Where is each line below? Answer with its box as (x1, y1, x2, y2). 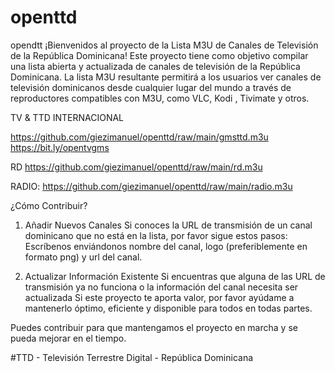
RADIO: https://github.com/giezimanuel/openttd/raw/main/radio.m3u (10, 180, 293, 192)
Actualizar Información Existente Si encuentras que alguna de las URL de (24, 270, 326, 282)
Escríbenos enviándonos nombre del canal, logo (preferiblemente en (24, 240, 308, 252)
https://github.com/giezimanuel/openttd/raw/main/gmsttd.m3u (10, 131, 269, 143)
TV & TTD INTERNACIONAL (10, 111, 125, 123)
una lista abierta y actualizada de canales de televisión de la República (10, 60, 301, 72)
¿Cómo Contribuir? (10, 199, 88, 211)
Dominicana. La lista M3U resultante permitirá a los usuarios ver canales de (10, 71, 322, 83)
